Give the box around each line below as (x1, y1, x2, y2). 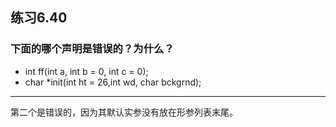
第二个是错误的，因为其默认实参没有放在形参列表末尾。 (10, 106, 238, 118)
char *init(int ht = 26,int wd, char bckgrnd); (24, 76, 202, 88)
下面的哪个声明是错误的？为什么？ (10, 42, 175, 56)
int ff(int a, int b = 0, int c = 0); (24, 65, 149, 77)
